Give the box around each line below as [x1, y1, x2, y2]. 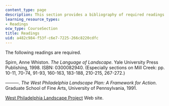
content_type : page [5, 7, 47, 13]
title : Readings [5, 31, 40, 36]
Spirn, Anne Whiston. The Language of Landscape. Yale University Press [5, 59, 158, 65]
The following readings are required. [5, 49, 81, 56]
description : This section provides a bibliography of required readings [5, 12, 165, 17]
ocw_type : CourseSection [5, 26, 58, 31]
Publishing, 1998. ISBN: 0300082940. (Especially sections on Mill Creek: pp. [5, 64, 165, 71]
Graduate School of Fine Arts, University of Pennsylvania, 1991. [5, 85, 138, 91]
